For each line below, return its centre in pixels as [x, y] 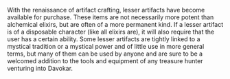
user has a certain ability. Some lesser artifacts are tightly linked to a [104, 39]
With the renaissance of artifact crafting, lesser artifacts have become [106, 10]
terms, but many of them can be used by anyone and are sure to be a [105, 54]
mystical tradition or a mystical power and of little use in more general [106, 46]
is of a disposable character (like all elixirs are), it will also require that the [111, 32]
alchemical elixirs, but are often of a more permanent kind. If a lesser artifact [115, 24]
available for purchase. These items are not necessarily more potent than [111, 17]
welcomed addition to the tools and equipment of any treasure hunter [105, 61]
